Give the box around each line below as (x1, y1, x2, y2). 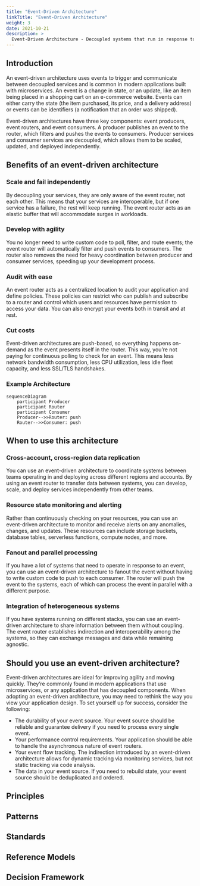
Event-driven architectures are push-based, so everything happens (6, 340, 171, 347)
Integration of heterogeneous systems (6, 602, 120, 610)
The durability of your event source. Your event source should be (14, 717, 175, 724)
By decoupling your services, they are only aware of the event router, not (6, 191, 186, 198)
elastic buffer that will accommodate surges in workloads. (6, 210, 148, 217)
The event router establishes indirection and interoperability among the (6, 628, 180, 635)
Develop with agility (6, 225, 65, 233)
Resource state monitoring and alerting (6, 501, 122, 509)
